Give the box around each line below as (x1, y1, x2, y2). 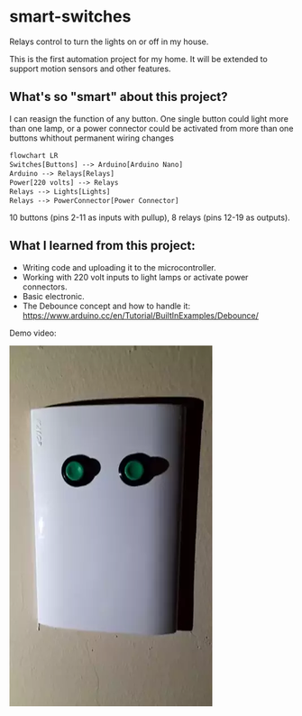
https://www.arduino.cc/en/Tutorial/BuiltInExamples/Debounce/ (22, 309, 260, 321)
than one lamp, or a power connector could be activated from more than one (9, 123, 294, 133)
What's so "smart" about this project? (9, 89, 228, 105)
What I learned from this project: (9, 238, 196, 253)
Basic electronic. (22, 290, 85, 301)
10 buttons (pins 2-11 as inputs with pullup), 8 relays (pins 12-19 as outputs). (9, 212, 290, 223)
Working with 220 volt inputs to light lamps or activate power (22, 271, 249, 282)
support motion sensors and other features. (9, 63, 171, 74)
